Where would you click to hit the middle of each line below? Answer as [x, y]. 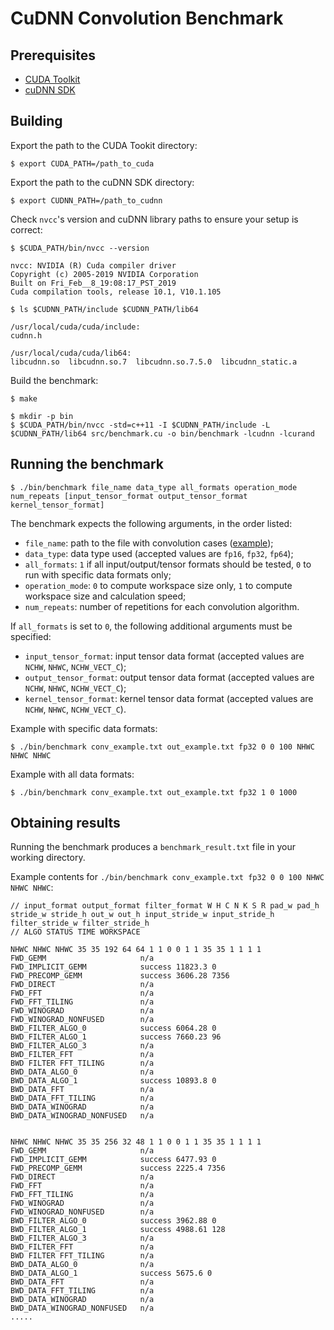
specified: [31, 636]
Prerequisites [53, 55]
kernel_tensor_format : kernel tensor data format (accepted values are [169, 698]
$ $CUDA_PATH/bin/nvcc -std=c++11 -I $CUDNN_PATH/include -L [140, 425]
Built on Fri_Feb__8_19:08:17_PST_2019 [93, 283]
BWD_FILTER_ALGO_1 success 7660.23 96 [116, 1037]
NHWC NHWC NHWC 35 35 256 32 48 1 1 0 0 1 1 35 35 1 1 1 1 [136, 1142]
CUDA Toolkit [52, 79]
